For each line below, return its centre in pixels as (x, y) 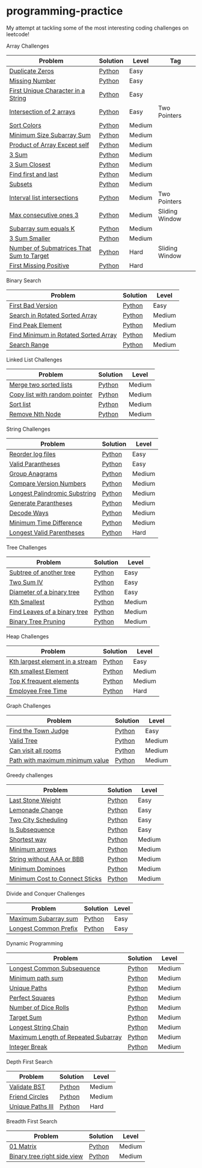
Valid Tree (23, 740)
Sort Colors (25, 125)
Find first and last (34, 174)
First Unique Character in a (47, 90)
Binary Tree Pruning (37, 621)
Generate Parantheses (41, 503)
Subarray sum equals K (42, 229)
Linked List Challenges (34, 360)
